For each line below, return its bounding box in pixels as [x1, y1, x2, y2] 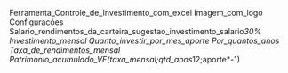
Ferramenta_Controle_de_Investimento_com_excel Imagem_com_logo [9, 8, 264, 18]
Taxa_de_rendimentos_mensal [9, 45, 121, 55]
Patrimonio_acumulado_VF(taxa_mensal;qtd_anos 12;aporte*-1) [9, 55, 240, 64]
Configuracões [9, 17, 64, 27]
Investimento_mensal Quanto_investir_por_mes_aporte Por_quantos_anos [9, 35, 280, 46]
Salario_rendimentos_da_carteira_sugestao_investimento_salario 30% [9, 26, 262, 36]
